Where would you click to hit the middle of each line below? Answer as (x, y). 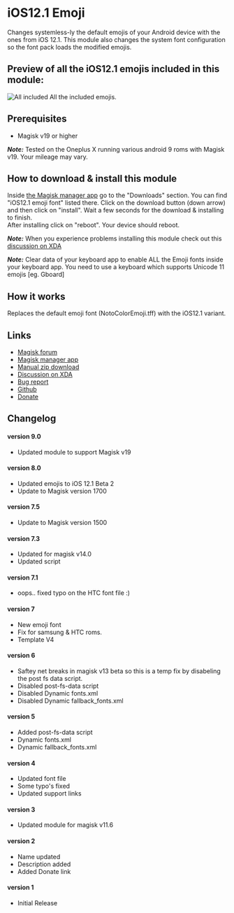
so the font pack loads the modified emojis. (70, 47)
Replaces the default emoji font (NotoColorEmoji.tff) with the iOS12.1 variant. (117, 313)
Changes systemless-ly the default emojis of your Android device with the (114, 32)
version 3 (21, 810)
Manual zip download (48, 367)
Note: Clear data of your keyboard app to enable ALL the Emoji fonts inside (115, 259)
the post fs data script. (50, 678)
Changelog (32, 418)
